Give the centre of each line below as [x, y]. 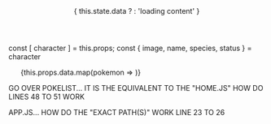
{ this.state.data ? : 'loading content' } [137, 11]
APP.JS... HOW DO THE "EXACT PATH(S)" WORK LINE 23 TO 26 [117, 112]
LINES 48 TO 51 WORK [47, 96]
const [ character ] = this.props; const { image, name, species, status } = [130, 48]
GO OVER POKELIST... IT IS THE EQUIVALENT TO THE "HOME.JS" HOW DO [136, 88]
